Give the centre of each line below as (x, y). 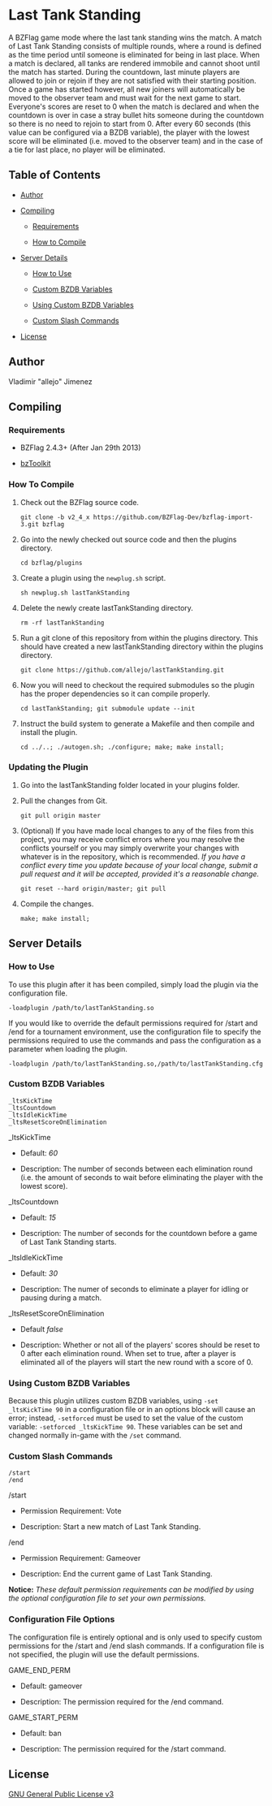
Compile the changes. (57, 904)
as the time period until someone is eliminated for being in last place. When (134, 54)
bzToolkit (35, 464)
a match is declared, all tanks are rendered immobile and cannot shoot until (134, 63)
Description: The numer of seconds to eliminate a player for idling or (134, 1289)
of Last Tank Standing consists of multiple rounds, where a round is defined (135, 45)
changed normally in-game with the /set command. (95, 1436)
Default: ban (41, 1733)
